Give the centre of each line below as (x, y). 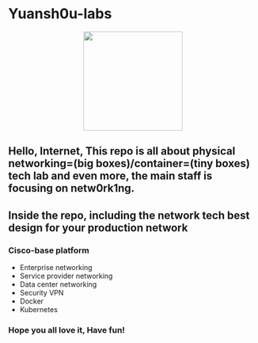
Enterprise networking (56, 268)
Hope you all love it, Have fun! (66, 330)
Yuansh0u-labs (60, 14)
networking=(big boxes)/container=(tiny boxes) (129, 164)
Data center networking (58, 284)
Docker (32, 301)
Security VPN (42, 293)
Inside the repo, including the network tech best (129, 215)
